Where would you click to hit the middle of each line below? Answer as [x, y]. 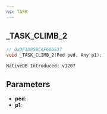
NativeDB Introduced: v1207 [41, 66]
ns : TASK [17, 12]
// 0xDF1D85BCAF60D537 [34, 50]
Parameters [28, 84]
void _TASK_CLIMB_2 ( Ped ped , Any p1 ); [54, 55]
